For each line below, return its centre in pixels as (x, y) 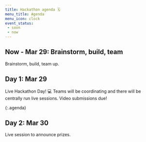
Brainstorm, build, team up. (32, 63)
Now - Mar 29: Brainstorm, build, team (64, 52)
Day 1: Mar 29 (26, 79)
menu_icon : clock (23, 19)
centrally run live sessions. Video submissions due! (56, 98)
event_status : (19, 23)
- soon (14, 28)
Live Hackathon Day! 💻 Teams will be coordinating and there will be (73, 91)
